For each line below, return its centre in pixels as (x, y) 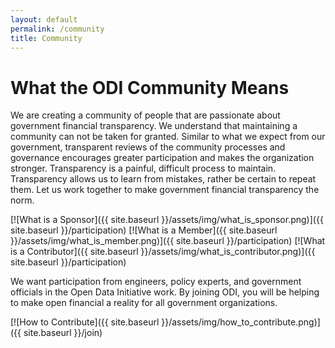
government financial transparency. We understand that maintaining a (154, 126)
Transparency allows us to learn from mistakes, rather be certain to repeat (163, 179)
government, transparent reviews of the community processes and (148, 147)
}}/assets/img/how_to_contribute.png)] (241, 322)
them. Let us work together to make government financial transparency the (165, 190)
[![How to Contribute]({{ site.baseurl (85, 322)
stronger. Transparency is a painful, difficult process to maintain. (143, 168)
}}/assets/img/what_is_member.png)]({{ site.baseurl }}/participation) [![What (168, 241)
